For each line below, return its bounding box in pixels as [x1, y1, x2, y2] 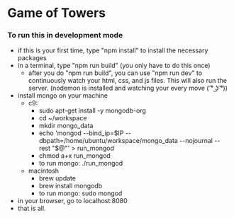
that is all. [17, 204, 46, 213]
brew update [38, 174, 77, 183]
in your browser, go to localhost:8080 [17, 197, 128, 205]
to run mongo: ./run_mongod [38, 159, 123, 168]
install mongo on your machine [17, 91, 108, 100]
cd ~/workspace [38, 114, 87, 122]
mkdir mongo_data [38, 122, 94, 130]
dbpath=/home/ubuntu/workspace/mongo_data [38, 137, 179, 145]
